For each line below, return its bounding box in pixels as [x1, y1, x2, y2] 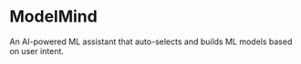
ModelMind [9, 6, 98, 27]
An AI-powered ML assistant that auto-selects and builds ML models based [9, 36, 293, 47]
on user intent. [9, 45, 64, 56]
